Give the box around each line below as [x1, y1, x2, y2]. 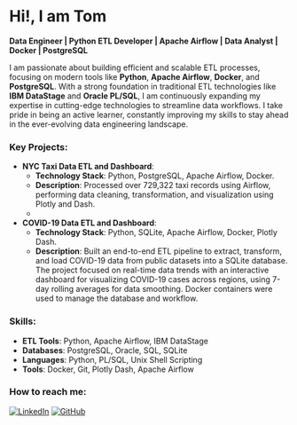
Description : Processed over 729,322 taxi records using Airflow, [35, 180, 271, 191]
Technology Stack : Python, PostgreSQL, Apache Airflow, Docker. [35, 170, 275, 181]
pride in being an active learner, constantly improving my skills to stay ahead [9, 109, 289, 120]
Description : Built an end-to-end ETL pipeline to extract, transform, [35, 246, 282, 256]
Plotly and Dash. [35, 199, 96, 209]
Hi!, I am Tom [9, 6, 107, 27]
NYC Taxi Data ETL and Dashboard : [21, 161, 155, 172]
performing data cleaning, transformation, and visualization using [35, 189, 274, 201]
